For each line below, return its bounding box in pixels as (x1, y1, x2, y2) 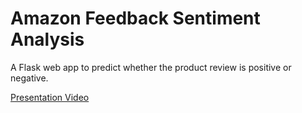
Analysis (10, 28, 85, 51)
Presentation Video (10, 91, 90, 103)
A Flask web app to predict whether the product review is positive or (10, 61, 292, 73)
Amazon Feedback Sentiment (10, 7, 261, 30)
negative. (10, 72, 49, 84)
